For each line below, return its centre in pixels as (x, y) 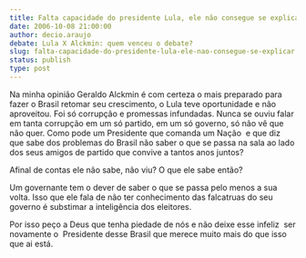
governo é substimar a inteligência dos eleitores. (101, 206)
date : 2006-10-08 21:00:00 (61, 26)
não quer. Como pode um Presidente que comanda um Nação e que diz (145, 133)
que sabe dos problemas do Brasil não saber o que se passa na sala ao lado (152, 143)
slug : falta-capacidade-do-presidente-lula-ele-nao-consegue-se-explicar (153, 52)
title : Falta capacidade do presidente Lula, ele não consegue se (138, 18)
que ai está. (31, 243)
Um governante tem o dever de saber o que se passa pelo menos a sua (143, 187)
